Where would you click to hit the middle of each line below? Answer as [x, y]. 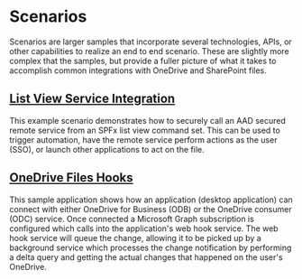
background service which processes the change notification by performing [151, 247]
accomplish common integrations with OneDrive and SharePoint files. [138, 70]
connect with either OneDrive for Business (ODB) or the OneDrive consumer [151, 209]
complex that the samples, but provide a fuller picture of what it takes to [143, 60]
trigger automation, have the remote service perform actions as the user [143, 139]
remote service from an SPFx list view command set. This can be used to [145, 130]
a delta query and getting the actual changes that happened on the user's [146, 257]
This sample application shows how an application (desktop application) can [151, 200]
